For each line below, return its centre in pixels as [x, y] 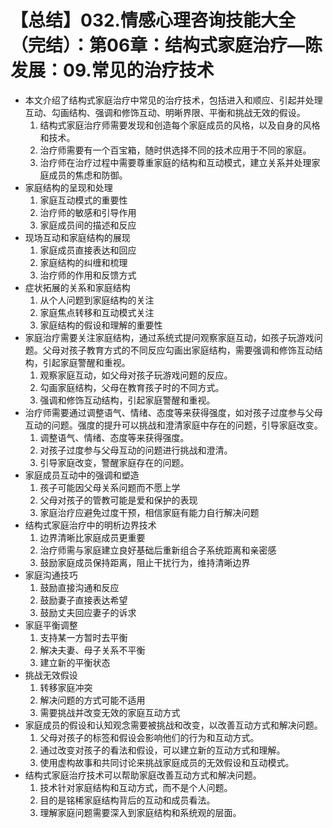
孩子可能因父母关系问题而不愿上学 [110, 487]
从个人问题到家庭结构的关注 [97, 300]
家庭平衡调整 [51, 625]
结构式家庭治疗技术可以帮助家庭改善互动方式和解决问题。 [143, 775]
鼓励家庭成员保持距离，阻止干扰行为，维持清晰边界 [145, 562]
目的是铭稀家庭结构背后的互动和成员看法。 [127, 800]
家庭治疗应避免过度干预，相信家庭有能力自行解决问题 [149, 512]
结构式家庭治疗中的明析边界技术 [90, 525]
